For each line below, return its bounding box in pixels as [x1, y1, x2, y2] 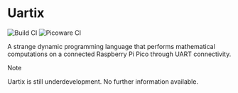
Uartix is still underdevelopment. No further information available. [7, 77, 199, 86]
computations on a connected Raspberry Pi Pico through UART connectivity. [7, 50, 232, 58]
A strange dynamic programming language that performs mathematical [7, 42, 215, 50]
